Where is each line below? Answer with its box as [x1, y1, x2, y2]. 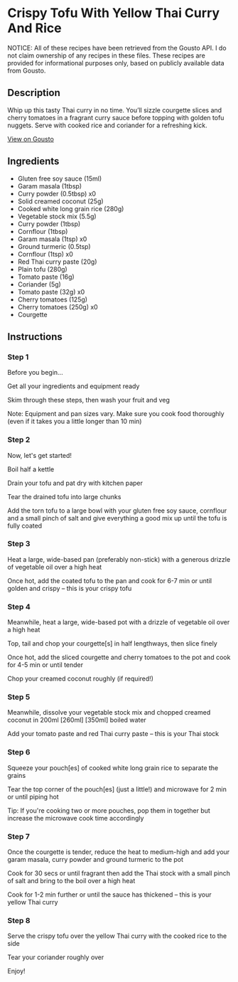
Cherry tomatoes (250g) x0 [17, 302, 98, 311]
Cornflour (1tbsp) [17, 227, 68, 235]
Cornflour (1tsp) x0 [17, 250, 73, 258]
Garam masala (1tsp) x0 [17, 235, 87, 243]
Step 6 [7, 747, 31, 757]
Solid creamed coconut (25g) [17, 197, 104, 206]
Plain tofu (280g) [17, 265, 67, 273]
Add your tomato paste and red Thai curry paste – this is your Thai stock [7, 730, 219, 738]
